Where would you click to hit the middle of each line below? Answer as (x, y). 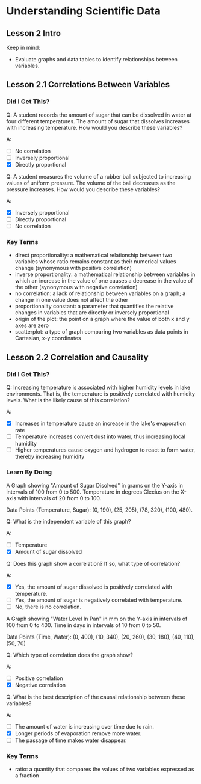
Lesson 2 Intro (34, 33)
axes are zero (32, 325)
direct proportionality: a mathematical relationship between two (94, 255)
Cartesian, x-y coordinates (48, 338)
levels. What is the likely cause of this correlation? (68, 400)
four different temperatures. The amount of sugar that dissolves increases (98, 121)
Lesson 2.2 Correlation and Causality (77, 357)
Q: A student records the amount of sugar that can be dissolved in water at (99, 115)
